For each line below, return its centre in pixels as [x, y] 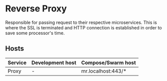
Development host [54, 63]
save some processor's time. [35, 33]
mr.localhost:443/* [104, 71]
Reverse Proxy [36, 9]
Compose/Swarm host [109, 63]
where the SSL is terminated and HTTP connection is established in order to [83, 27]
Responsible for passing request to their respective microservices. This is [81, 22]
